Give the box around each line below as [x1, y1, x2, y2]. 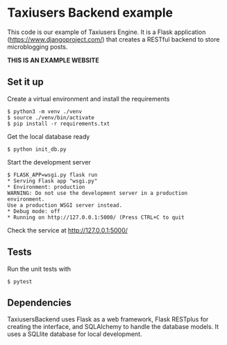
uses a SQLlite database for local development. [7, 330, 142, 338]
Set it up [7, 76, 44, 88]
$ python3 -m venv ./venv [7, 108, 82, 115]
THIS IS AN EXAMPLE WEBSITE [7, 56, 99, 64]
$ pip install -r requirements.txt [7, 120, 110, 127]
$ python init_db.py [7, 146, 67, 153]
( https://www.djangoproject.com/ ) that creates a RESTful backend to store [7, 35, 220, 43]
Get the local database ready [7, 132, 90, 140]
